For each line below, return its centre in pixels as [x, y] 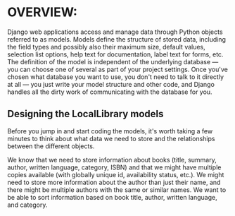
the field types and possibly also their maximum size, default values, [106, 47]
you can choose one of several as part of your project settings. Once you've [118, 69]
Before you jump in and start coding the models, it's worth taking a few [110, 131]
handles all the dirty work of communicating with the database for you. [110, 92]
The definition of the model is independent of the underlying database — [113, 61]
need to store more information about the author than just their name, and [114, 182]
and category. [27, 205]
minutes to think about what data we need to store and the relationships [111, 138]
